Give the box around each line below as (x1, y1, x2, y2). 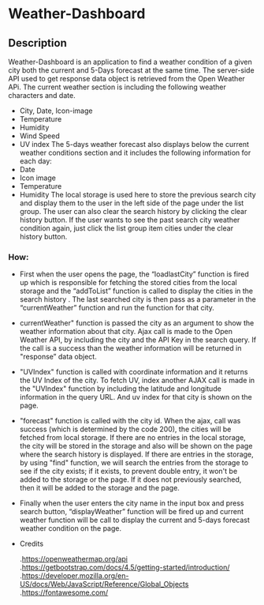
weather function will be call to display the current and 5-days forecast (19, 515, 251, 525)
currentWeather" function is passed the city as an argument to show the (19, 318, 255, 328)
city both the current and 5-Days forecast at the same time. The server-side (8, 66, 255, 75)
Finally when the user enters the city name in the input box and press (19, 498, 244, 508)
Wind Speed (19, 131, 61, 141)
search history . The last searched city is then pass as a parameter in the (19, 295, 256, 304)
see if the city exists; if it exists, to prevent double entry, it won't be (19, 467, 238, 476)
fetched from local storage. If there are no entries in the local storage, (19, 433, 246, 442)
